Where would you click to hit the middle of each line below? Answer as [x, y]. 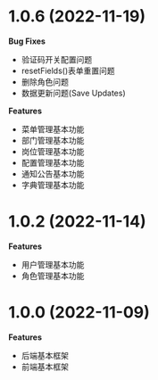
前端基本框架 [45, 367]
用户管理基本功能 [53, 264]
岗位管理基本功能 [53, 151]
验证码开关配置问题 [57, 59]
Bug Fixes [27, 41]
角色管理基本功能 [53, 276]
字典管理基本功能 [53, 185]
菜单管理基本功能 [53, 129]
